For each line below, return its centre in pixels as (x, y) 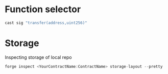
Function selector (43, 9)
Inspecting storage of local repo (38, 57)
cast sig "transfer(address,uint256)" (46, 23)
